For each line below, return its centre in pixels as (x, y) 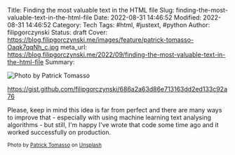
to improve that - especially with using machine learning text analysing (109, 117)
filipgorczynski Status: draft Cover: (58, 32)
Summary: (60, 62)
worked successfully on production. (59, 132)
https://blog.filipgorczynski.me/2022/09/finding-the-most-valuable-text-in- (116, 54)
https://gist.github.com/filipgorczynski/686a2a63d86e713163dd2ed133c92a (117, 89)
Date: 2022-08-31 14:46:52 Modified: (148, 17)
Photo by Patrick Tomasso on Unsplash (54, 145)
